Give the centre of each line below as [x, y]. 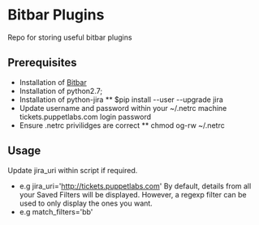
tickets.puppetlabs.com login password [85, 117]
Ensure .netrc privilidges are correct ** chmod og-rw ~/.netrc [122, 125]
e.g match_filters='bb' [56, 211]
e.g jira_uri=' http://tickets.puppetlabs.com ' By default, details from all [135, 186]
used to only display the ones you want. [86, 203]
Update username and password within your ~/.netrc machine [123, 108]
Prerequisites [42, 63]
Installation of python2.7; [61, 91]
